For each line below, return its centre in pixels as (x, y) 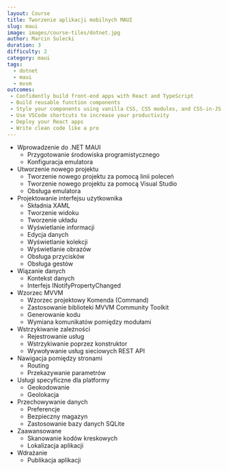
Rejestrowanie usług (56, 337)
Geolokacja (43, 395)
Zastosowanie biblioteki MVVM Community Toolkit (98, 307)
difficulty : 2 (27, 52)
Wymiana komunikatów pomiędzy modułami (89, 322)
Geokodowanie (48, 387)
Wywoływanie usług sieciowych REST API (86, 351)
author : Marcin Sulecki (41, 39)
